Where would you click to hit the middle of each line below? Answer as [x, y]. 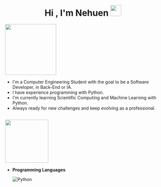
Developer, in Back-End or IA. [42, 87]
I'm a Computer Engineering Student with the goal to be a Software [80, 82]
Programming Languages [39, 170]
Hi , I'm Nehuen [76, 13]
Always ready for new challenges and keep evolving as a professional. [84, 108]
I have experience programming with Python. [58, 92]
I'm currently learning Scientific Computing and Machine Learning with [84, 97]
